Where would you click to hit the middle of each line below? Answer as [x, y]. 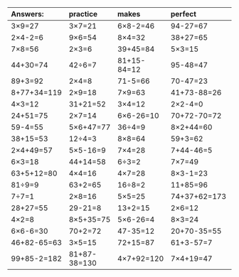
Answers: [27, 14]
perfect [184, 14]
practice [83, 14]
